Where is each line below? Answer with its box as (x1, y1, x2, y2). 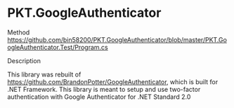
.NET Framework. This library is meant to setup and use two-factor (7, 85, 201, 93)
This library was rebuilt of (7, 70, 82, 79)
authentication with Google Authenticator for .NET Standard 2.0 (7, 93, 191, 101)
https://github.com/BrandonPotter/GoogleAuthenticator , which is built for (7, 77, 219, 86)
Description (7, 56, 41, 65)
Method (7, 28, 30, 36)
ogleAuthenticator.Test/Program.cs (7, 43, 108, 51)
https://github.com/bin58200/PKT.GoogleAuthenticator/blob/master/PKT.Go (7, 35, 227, 43)
